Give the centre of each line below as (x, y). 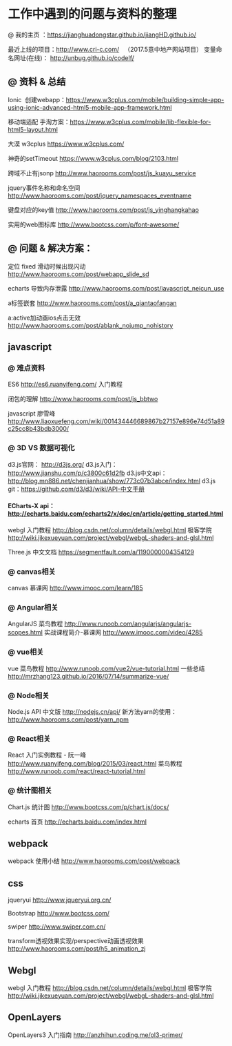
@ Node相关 (29, 695)
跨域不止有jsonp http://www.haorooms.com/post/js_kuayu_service (102, 173)
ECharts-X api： (31, 506)
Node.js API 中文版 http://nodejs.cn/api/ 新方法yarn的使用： (93, 711)
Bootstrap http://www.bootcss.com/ (59, 913)
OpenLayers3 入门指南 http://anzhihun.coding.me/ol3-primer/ (95, 1035)
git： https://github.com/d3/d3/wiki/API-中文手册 (76, 489)
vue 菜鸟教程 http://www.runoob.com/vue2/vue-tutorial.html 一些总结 (106, 668)
